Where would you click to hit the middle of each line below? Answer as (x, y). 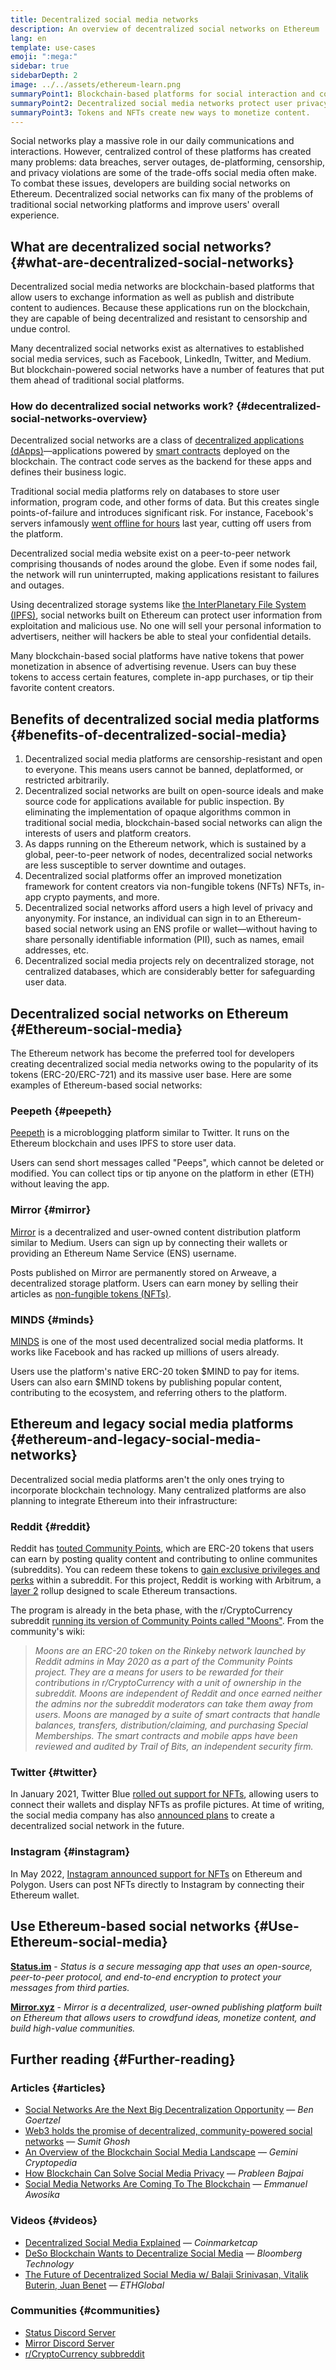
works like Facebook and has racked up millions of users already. (145, 1352)
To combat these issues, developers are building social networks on (150, 183)
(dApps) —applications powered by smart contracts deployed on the (150, 451)
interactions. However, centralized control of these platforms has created (161, 152)
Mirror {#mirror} (51, 1210)
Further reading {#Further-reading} (123, 2059)
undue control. (40, 329)
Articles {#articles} (58, 2088)
